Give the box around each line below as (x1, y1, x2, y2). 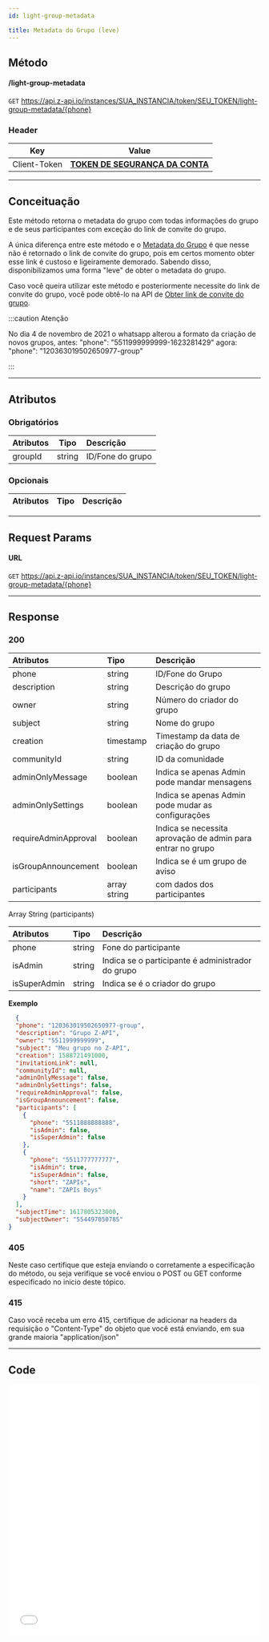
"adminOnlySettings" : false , (15, 1082, 113, 1090)
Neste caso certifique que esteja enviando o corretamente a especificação (8, 1260, 255, 1270)
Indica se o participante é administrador (102, 955, 252, 966)
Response (8, 610, 60, 624)
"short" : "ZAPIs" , (29, 1178, 91, 1187)
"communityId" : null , (15, 1066, 88, 1074)
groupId (12, 451, 42, 462)
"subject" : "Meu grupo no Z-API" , (15, 1044, 130, 1052)
